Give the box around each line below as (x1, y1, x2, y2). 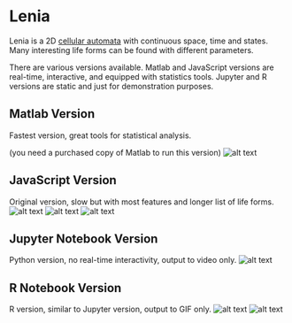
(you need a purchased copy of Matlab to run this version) (9, 147, 221, 158)
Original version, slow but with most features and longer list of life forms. (9, 196, 274, 207)
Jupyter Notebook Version (9, 231, 158, 246)
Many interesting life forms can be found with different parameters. (9, 44, 254, 55)
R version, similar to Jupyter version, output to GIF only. (9, 304, 212, 315)
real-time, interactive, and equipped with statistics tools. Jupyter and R (9, 71, 267, 81)
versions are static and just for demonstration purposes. (9, 81, 214, 91)
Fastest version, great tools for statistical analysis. (9, 130, 192, 141)
